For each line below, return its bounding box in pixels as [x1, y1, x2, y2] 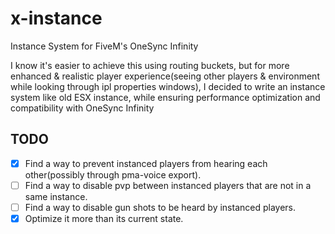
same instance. [24, 190, 88, 202]
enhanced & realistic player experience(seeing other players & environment [10, 70, 320, 82]
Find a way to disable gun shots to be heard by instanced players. [24, 201, 297, 213]
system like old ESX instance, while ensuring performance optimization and [10, 91, 321, 103]
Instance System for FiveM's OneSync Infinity [10, 40, 199, 52]
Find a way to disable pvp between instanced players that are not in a [24, 179, 312, 191]
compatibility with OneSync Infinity [10, 102, 155, 114]
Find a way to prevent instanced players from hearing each [24, 157, 268, 169]
